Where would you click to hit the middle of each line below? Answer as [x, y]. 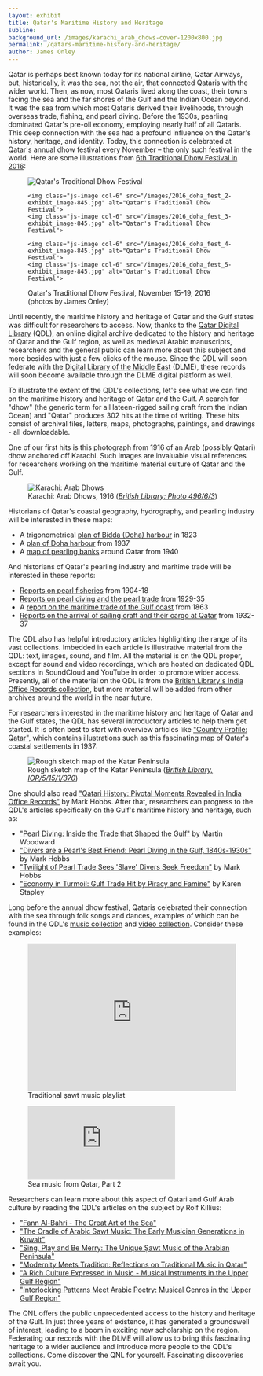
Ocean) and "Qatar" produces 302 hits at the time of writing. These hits [124, 415]
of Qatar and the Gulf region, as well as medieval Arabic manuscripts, [121, 342]
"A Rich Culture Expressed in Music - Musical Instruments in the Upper [134, 1273]
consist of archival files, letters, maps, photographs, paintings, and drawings [132, 424]
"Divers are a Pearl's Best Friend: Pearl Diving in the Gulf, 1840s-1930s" [135, 850]
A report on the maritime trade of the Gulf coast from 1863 [114, 607]
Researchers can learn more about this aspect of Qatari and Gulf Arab [121, 1199]
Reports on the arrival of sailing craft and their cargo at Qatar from [126, 615]
